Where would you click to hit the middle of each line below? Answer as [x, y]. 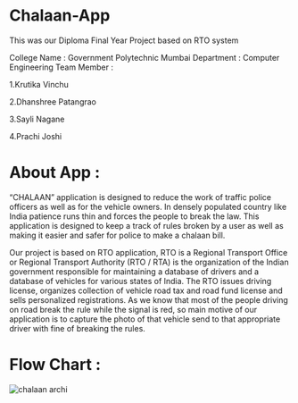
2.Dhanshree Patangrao [53, 101]
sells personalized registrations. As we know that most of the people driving [149, 299]
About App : [55, 173]
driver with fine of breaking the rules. [77, 328]
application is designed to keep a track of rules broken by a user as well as [146, 225]
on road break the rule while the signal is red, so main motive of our [133, 309]
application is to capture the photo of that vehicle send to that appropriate [145, 319]
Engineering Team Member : [62, 67]
